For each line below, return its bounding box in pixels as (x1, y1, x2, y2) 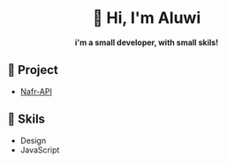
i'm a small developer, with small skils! (74, 37, 219, 48)
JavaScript (19, 145, 60, 155)
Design (19, 135, 47, 145)
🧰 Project (7, 63, 58, 78)
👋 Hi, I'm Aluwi (92, 8, 201, 28)
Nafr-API (19, 86, 53, 96)
